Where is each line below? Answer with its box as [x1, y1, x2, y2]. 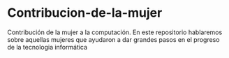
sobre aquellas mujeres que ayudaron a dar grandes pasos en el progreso [7, 35, 220, 43]
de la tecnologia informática [7, 43, 88, 51]
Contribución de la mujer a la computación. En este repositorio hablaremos [7, 28, 223, 36]
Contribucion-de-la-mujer [7, 5, 163, 21]
